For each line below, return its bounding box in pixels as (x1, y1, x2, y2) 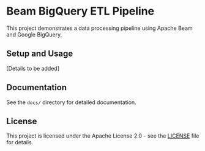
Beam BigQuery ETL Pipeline (6, 4, 155, 18)
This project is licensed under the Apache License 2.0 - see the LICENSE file (6, 132, 199, 139)
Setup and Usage (6, 49, 73, 59)
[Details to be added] (6, 65, 60, 72)
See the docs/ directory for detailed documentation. (6, 99, 136, 106)
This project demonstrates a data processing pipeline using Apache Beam (6, 24, 193, 32)
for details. (6, 139, 34, 146)
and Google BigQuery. (6, 30, 62, 38)
